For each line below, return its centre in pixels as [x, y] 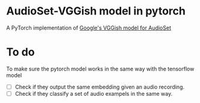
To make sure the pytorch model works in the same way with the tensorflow [100, 69]
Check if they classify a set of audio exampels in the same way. [94, 93]
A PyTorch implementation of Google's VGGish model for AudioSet [89, 28]
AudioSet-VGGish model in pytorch [96, 11]
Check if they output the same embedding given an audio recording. [100, 87]
